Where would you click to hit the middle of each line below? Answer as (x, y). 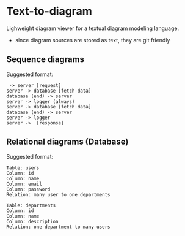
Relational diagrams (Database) (67, 142)
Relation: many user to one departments (59, 194)
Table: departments (31, 205)
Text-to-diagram (49, 11)
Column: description (33, 221)
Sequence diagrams (45, 59)
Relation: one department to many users (59, 227)
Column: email (24, 184)
